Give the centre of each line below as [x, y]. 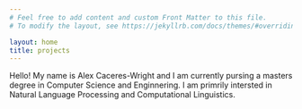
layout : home [34, 42]
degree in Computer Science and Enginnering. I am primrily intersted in [141, 85]
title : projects [40, 50]
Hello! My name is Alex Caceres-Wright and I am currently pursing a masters [151, 76]
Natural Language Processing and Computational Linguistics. [123, 95]
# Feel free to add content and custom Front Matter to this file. [138, 17]
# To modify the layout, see [64, 26]
